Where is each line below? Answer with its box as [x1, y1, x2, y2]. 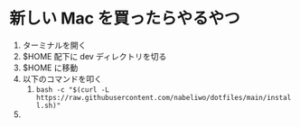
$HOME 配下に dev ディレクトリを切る [22, 50, 167, 61]
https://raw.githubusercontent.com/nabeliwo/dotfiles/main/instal [35, 93, 292, 102]
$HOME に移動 [22, 62, 79, 73]
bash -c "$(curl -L [35, 85, 110, 95]
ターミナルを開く [22, 40, 87, 50]
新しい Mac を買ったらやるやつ [9, 8, 241, 29]
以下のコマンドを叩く [22, 73, 102, 84]
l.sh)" [35, 101, 61, 110]
